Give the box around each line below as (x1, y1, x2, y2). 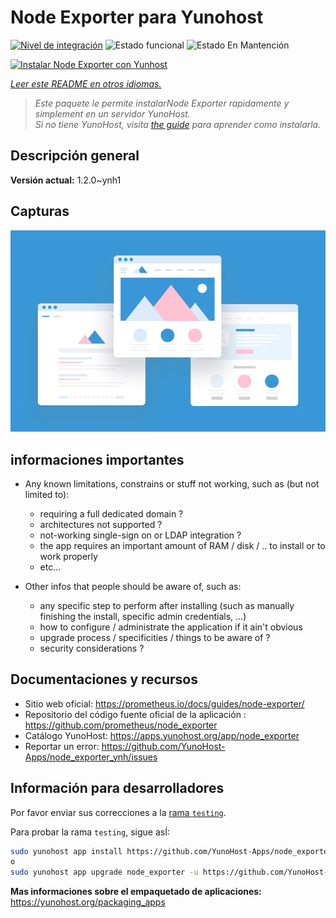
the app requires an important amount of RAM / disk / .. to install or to (39, 539, 326, 551)
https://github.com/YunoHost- (101, 740, 226, 752)
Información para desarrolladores (10, 780, 225, 797)
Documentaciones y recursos (10, 671, 198, 688)
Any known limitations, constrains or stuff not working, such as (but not (24, 477, 320, 490)
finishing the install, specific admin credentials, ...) (39, 610, 247, 622)
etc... (39, 561, 62, 573)
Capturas (10, 203, 70, 220)
